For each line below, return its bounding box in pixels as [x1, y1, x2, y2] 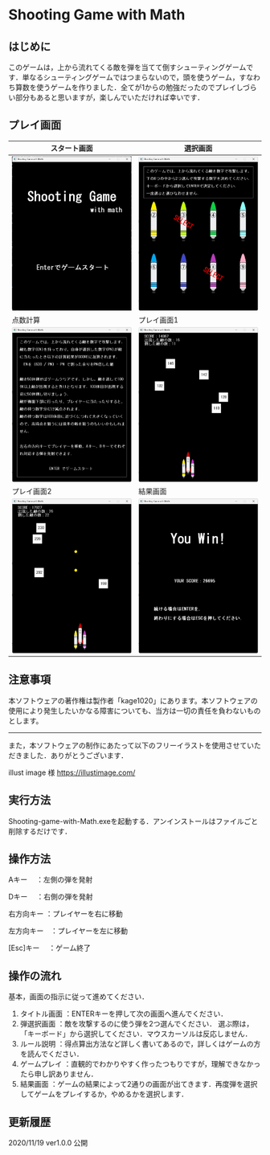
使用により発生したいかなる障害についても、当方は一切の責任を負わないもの [8, 706, 261, 715]
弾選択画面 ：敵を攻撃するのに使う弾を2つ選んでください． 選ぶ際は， [19, 1019, 254, 1029]
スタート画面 [51, 143, 93, 154]
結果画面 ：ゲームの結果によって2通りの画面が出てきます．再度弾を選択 [19, 1079, 258, 1089]
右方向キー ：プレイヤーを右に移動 [8, 909, 123, 919]
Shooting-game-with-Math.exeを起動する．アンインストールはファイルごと [8, 816, 259, 825]
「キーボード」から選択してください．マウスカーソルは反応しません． [19, 1029, 252, 1038]
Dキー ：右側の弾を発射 [8, 892, 94, 902]
